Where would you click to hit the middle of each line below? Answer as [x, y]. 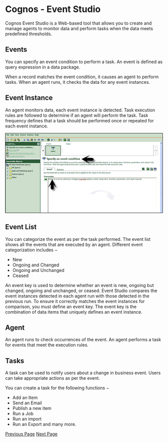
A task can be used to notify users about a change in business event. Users [83, 373]
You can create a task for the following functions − [57, 388]
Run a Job [23, 414]
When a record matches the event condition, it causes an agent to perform [82, 77]
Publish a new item [32, 408]
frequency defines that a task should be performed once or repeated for [79, 120]
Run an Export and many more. [44, 424]
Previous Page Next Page [31, 434]
